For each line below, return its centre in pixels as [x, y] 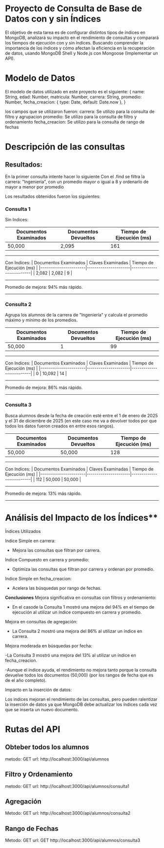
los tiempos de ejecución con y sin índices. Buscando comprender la [74, 42]
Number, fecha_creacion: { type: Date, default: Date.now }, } [65, 102]
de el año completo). [26, 680]
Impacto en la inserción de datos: [39, 690]
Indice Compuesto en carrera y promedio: [47, 559]
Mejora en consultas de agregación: [41, 621]
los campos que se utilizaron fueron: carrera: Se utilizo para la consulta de [80, 111]
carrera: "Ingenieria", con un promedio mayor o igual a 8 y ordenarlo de [77, 182]
